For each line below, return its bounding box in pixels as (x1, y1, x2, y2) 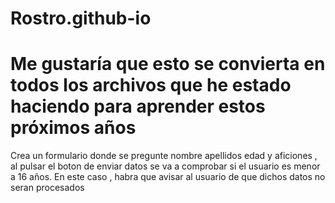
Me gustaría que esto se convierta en (10, 53, 326, 76)
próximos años (10, 117, 137, 139)
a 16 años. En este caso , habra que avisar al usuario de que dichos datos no (10, 171, 326, 183)
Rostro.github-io (10, 7, 152, 30)
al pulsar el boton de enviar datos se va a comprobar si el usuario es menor (10, 160, 321, 172)
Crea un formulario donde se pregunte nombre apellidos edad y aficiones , (10, 150, 318, 162)
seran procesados (10, 182, 85, 194)
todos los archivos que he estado (10, 74, 292, 97)
